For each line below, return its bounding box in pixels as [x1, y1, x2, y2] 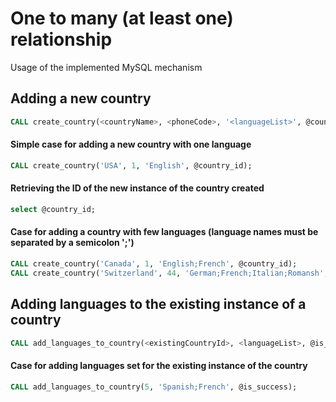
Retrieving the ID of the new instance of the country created [10, 182, 265, 194]
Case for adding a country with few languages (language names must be [10, 226, 319, 238]
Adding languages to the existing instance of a [10, 296, 307, 313]
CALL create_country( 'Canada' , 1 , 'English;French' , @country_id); [10, 258, 298, 269]
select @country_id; [10, 204, 97, 214]
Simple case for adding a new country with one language [10, 138, 252, 151]
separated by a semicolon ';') [10, 237, 135, 249]
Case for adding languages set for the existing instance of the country [10, 360, 308, 372]
